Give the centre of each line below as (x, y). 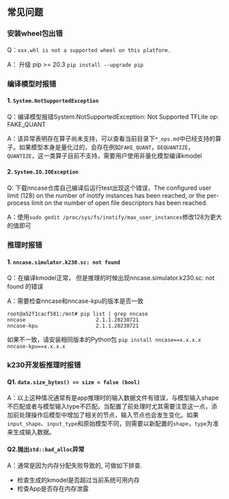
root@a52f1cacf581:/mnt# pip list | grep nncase (78, 314)
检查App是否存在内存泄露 (53, 489)
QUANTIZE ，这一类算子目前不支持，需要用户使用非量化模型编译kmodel (105, 156)
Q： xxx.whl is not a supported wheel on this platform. (89, 49)
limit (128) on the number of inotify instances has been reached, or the (106, 196)
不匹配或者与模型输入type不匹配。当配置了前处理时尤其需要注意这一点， (109, 406)
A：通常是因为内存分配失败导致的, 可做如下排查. (75, 465)
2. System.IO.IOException (43, 172)
